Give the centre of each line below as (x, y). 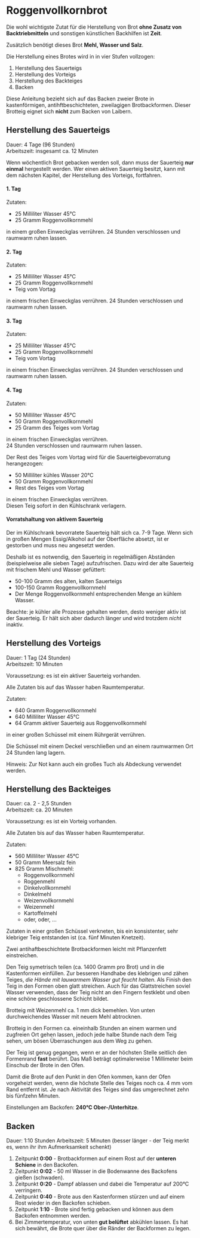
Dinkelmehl (38, 894)
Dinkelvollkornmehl (47, 888)
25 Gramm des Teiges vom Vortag (57, 427)
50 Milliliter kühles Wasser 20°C (54, 475)
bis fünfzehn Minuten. (33, 1096)
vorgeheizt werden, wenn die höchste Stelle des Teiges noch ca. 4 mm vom (99, 1083)
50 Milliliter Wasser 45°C (45, 415)
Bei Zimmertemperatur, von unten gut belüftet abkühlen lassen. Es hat (101, 1222)
